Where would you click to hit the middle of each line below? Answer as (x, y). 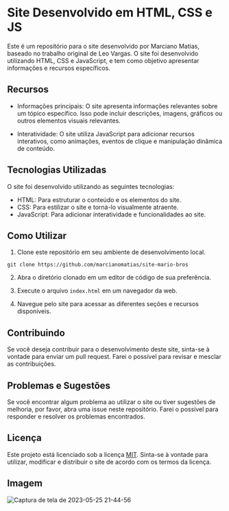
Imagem (25, 483)
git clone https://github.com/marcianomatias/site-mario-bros (98, 265)
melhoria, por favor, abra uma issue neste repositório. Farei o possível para (113, 409)
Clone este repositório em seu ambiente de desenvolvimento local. (111, 252)
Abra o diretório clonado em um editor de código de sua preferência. (114, 277)
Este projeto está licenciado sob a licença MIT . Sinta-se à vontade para (108, 454)
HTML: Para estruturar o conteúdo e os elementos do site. (99, 199)
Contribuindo (36, 333)
